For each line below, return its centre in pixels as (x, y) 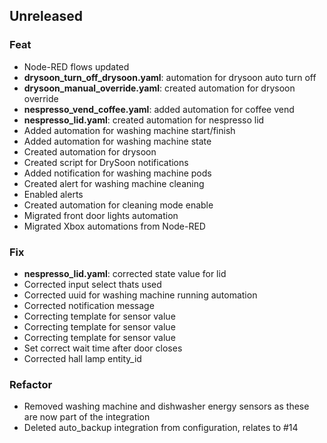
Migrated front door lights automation (101, 215)
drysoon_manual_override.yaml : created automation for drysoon (159, 88)
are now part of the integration (87, 417)
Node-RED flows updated (76, 66)
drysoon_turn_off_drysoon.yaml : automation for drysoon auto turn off (170, 77)
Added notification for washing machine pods (117, 173)
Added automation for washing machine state (117, 141)
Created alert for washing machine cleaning (114, 183)
